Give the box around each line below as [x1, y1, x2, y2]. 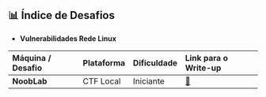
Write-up [184, 62, 222, 73]
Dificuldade [133, 57, 178, 68]
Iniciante [133, 76, 165, 87]
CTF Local [82, 76, 121, 87]
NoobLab [12, 76, 47, 87]
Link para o [184, 52, 228, 63]
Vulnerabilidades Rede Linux [19, 33, 117, 43]
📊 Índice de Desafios [8, 9, 116, 22]
